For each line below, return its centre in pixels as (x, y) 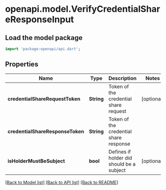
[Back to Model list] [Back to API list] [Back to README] (62, 182)
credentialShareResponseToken (46, 131)
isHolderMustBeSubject (36, 161)
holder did (120, 158)
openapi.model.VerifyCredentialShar (83, 9)
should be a (122, 164)
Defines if (120, 152)
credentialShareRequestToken (44, 98)
